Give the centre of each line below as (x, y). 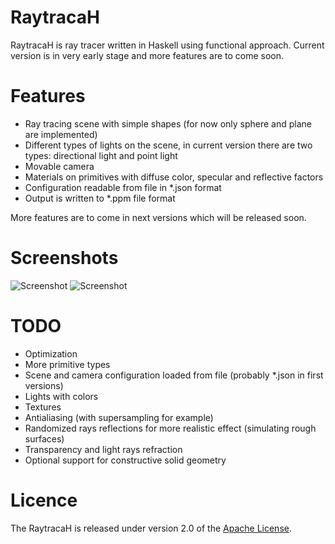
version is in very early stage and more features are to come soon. (147, 55)
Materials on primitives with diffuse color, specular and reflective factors (174, 177)
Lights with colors (61, 396)
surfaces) (44, 438)
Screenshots (64, 258)
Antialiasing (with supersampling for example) (119, 417)
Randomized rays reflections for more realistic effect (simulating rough (170, 428)
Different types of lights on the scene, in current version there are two (168, 145)
